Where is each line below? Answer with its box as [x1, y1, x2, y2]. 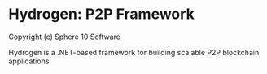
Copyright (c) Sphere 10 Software [8, 32, 120, 41]
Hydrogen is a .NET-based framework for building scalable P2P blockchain [8, 47, 260, 57]
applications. [8, 56, 51, 66]
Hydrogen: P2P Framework [8, 5, 195, 24]
